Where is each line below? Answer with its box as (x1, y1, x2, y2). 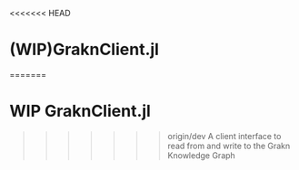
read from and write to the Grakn (167, 140, 291, 151)
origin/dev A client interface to (167, 130, 282, 141)
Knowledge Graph (167, 149, 236, 161)
